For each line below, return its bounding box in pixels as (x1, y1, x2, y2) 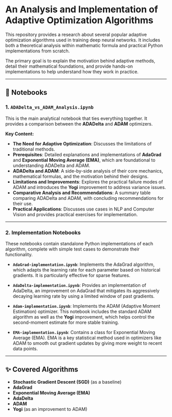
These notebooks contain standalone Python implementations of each (5, 240, 154, 246)
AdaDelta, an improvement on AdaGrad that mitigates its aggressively (12, 287, 160, 294)
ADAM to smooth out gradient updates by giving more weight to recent (12, 340, 162, 346)
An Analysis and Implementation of (5, 4, 158, 15)
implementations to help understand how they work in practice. (5, 68, 139, 75)
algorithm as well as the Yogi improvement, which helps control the (12, 314, 155, 320)
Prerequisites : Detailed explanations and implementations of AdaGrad (12, 151, 162, 157)
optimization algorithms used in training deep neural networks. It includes (5, 37, 160, 43)
